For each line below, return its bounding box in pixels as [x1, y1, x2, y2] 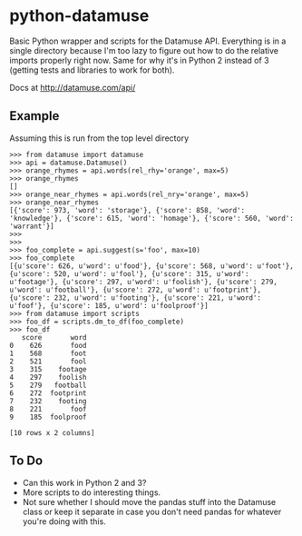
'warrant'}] [9, 222, 54, 231]
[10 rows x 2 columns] [9, 428, 95, 437]
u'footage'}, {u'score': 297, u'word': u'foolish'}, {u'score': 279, [9, 277, 278, 286]
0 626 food [9, 341, 88, 350]
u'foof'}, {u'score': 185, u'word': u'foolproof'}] [9, 301, 209, 310]
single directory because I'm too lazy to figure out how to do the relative [9, 45, 279, 55]
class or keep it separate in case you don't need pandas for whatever [22, 506, 282, 517]
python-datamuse [9, 5, 150, 26]
